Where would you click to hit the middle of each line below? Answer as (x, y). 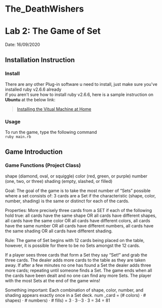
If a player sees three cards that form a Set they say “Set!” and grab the (76, 255)
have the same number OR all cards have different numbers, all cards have (79, 226)
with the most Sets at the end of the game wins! (53, 280)
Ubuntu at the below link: (30, 99)
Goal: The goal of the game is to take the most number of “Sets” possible (78, 191)
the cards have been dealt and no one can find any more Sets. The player (78, 276)
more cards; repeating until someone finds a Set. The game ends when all (79, 270)
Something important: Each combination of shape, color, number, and (74, 290)
